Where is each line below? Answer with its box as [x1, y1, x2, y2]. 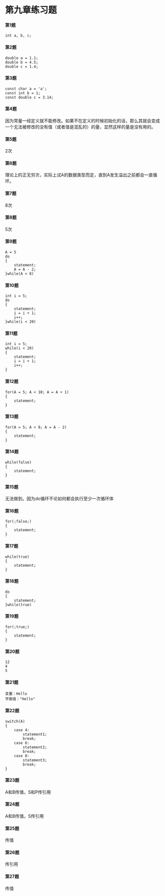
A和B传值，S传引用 [5, 813, 44, 819]
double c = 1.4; [5, 64, 38, 69]
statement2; [23, 744, 48, 750]
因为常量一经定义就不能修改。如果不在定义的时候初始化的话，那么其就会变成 [5, 118, 160, 124]
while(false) [5, 460, 32, 465]
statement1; [23, 732, 48, 736]
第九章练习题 [5, 4, 57, 16]
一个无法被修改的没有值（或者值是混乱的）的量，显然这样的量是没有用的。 [5, 124, 156, 129]
